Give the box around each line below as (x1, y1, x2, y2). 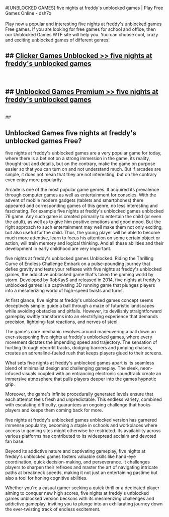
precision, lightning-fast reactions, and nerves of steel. (5, 319, 119, 325)
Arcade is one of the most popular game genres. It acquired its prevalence (5, 187, 159, 193)
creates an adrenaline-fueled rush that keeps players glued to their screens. (5, 350, 163, 356)
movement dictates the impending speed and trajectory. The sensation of (5, 339, 157, 345)
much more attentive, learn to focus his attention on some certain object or (5, 235, 160, 241)
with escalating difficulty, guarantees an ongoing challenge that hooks (5, 402, 151, 408)
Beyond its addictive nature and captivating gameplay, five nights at (5, 448, 146, 454)
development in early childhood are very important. (5, 245, 112, 252)
